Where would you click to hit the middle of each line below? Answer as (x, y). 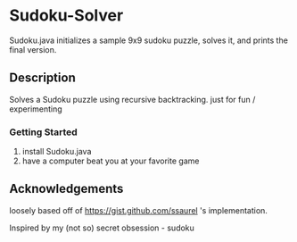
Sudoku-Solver (66, 16)
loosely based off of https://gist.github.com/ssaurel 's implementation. (138, 210)
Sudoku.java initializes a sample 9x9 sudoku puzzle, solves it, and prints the (148, 40)
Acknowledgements (66, 189)
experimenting (36, 109)
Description (42, 78)
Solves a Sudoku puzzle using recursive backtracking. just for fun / (132, 99)
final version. (33, 49)
